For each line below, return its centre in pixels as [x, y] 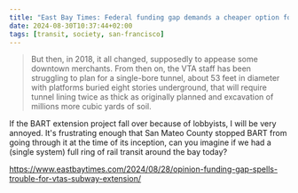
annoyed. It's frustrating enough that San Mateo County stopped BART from [148, 133]
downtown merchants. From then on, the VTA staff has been [141, 68]
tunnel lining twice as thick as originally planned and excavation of [152, 97]
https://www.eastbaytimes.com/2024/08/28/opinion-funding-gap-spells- [143, 169]
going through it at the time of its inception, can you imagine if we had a [141, 142]
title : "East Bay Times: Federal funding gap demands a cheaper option [144, 17]
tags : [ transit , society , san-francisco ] [87, 34]
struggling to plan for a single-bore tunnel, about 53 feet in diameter [155, 78]
